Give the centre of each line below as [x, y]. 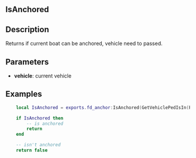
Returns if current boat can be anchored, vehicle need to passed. [84, 44]
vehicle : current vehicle [42, 76]
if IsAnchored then [40, 118]
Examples [24, 94]
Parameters [27, 62]
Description [27, 29]
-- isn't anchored [38, 145]
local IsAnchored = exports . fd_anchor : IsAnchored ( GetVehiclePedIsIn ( [103, 107]
